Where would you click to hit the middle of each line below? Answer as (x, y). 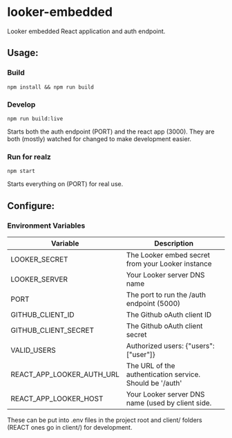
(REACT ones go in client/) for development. (70, 427)
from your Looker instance (169, 264)
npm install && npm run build (51, 87)
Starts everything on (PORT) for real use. (65, 184)
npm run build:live (35, 118)
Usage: (23, 53)
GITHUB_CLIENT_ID (42, 314)
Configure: (31, 206)
